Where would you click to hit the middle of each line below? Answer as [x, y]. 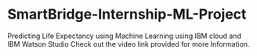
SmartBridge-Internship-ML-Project [127, 14]
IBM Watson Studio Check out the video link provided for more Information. [128, 44]
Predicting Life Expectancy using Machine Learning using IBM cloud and [125, 36]
